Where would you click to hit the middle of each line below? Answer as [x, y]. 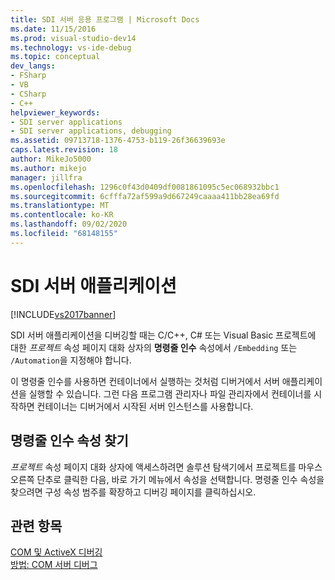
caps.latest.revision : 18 [64, 150]
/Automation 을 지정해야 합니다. [71, 360]
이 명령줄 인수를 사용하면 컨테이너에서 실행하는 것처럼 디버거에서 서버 [145, 381]
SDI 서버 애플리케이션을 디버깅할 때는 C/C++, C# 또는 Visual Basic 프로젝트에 [163, 335]
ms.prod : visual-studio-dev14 [73, 38]
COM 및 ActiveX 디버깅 [56, 552]
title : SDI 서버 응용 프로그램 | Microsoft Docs [105, 19]
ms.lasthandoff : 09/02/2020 [69, 224]
